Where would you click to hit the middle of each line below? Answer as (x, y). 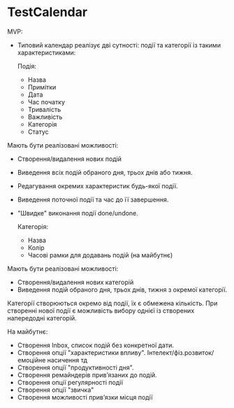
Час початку (46, 101)
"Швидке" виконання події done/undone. (78, 213)
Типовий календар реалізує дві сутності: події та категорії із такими (119, 45)
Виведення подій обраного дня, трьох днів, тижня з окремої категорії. (122, 289)
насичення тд (67, 360)
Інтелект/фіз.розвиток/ (181, 352)
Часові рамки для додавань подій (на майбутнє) (100, 255)
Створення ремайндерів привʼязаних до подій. (87, 374)
